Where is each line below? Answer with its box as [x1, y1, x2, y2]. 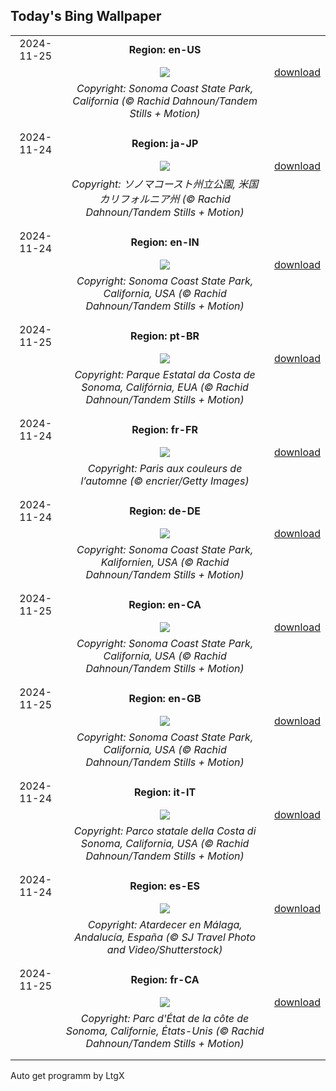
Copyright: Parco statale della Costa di [73, 824, 257, 838]
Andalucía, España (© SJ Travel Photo [74, 930, 257, 944]
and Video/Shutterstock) [106, 942, 223, 956]
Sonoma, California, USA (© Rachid [80, 836, 250, 850]
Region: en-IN [130, 235, 200, 249]
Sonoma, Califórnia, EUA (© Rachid [81, 380, 249, 394]
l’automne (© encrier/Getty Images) [80, 474, 250, 488]
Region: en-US [128, 42, 202, 56]
